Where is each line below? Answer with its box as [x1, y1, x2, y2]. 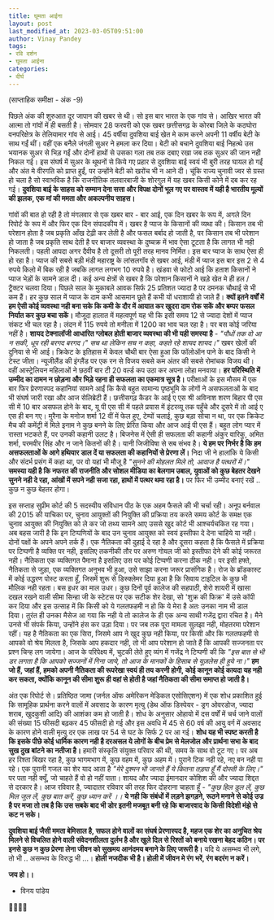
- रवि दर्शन [8, 50, 37, 58]
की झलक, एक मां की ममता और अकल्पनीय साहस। [8, 193, 136, 203]
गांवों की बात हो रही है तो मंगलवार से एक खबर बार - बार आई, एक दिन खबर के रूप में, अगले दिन [8, 209, 251, 220]
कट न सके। [8, 809, 41, 819]
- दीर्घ [8, 72, 24, 81]
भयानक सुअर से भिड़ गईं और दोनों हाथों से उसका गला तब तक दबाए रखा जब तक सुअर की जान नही [8, 147, 262, 157]
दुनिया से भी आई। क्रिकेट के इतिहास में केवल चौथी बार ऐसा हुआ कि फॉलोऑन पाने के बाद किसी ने [8, 347, 256, 356]
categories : [8, 65, 49, 73]
